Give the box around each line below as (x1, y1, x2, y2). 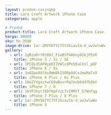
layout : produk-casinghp (5, 7, 56, 12)
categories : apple (5, 16, 43, 21)
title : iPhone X (14, 102, 47, 108)
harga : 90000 (5, 34, 32, 39)
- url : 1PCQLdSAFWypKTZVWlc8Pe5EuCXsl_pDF (9, 62, 97, 67)
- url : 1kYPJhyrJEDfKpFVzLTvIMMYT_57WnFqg (9, 89, 97, 93)
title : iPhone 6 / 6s (14, 66, 58, 71)
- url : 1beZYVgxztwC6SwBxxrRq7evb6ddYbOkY (9, 80, 97, 85)
